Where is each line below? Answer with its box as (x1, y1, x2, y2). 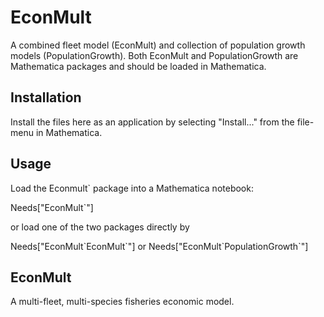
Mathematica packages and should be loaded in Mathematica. (10, 60, 267, 72)
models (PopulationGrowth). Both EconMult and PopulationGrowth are (10, 49, 299, 61)
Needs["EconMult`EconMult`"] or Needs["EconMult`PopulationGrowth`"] (10, 240, 309, 252)
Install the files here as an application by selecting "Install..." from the (10, 116, 295, 128)
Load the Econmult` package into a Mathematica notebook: (10, 182, 254, 194)
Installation (10, 89, 82, 106)
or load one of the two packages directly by (10, 221, 190, 233)
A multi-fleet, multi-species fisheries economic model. (10, 296, 235, 308)
